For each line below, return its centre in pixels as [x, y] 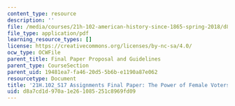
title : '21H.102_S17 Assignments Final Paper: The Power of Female [108, 85]
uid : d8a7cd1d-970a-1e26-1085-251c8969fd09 [72, 91]
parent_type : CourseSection [48, 66]
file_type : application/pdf [48, 33]
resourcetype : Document [42, 78]
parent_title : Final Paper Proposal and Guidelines [84, 59]
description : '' [31, 20]
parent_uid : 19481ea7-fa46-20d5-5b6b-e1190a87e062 [83, 72]
